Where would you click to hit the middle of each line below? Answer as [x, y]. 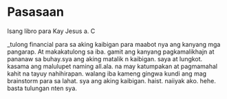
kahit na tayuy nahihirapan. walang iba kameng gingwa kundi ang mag [107, 74]
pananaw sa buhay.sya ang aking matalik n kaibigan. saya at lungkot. [105, 58]
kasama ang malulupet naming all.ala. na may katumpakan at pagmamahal [112, 66]
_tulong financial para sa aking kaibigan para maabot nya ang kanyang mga [114, 44]
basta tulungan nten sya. [42, 88]
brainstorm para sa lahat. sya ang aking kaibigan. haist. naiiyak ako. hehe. [112, 80]
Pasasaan [35, 12]
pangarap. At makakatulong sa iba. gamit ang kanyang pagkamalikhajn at [111, 52]
